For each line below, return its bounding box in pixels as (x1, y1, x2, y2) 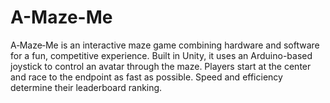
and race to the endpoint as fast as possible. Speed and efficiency (10, 71, 283, 83)
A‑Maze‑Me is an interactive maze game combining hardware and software (10, 39, 320, 51)
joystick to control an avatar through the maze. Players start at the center (10, 60, 312, 72)
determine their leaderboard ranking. (10, 81, 163, 93)
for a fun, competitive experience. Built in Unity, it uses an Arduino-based (10, 49, 313, 61)
